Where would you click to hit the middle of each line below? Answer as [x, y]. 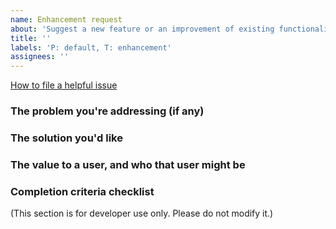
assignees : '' [40, 57]
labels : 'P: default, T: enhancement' [91, 47]
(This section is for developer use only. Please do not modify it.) [142, 213]
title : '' [31, 38]
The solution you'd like [66, 138]
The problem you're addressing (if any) [107, 111]
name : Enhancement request [66, 19]
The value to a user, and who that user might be [128, 164]
